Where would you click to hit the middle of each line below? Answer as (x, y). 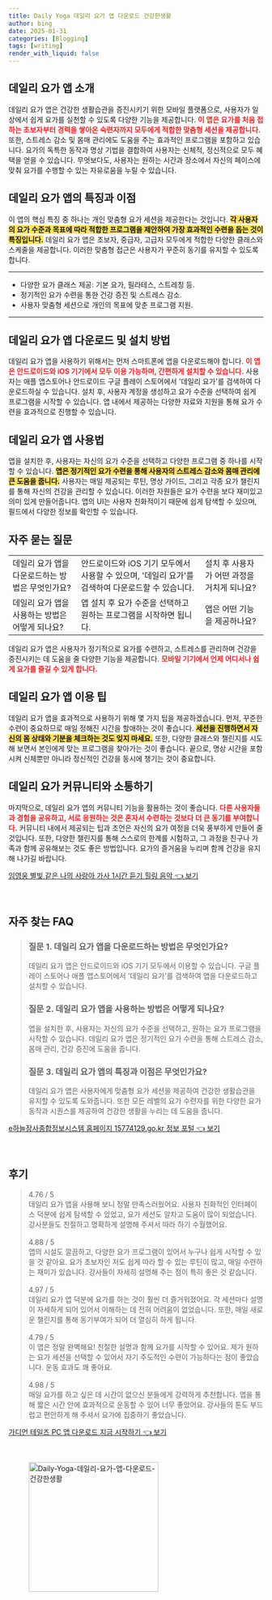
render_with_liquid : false (54, 53)
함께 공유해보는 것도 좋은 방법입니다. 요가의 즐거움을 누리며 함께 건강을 (134, 848)
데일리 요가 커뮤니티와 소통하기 (81, 787)
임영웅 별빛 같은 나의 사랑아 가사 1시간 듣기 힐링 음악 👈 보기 (104, 875)
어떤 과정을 (234, 576)
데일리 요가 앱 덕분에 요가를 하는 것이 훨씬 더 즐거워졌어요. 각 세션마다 (138, 1299)
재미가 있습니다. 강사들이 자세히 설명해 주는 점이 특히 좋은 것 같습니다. (147, 1272)
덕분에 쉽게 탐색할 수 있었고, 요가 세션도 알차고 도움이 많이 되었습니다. (147, 1214)
